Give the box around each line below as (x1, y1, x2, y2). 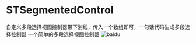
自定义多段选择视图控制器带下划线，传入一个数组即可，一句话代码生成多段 (6, 23, 185, 30)
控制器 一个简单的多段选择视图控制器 (10, 30, 100, 38)
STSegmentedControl (6, 3, 114, 17)
